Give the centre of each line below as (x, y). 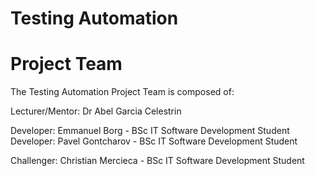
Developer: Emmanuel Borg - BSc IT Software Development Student (150, 131)
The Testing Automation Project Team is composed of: (122, 92)
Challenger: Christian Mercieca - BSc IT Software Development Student (157, 161)
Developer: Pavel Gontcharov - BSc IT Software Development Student (154, 141)
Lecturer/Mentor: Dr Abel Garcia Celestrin (96, 111)
